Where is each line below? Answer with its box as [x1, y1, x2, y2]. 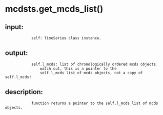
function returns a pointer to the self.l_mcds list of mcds [31, 101, 159, 106]
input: [5, 23, 23, 31]
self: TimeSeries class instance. [31, 36, 102, 40]
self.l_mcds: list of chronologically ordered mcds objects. [31, 62, 159, 67]
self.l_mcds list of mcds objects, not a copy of [40, 70, 143, 75]
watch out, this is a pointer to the [40, 66, 117, 71]
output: [5, 49, 28, 57]
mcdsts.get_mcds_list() [5, 3, 103, 15]
